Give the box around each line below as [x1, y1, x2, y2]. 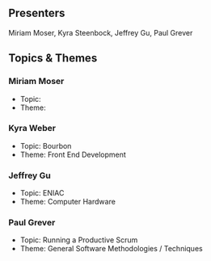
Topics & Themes [8, 52, 98, 65]
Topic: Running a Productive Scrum [19, 235, 138, 245]
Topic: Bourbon [19, 141, 72, 150]
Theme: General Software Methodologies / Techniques [19, 244, 204, 254]
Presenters [8, 6, 65, 20]
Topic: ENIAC [19, 188, 65, 198]
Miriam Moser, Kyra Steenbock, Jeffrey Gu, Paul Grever [8, 27, 193, 37]
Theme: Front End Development [19, 149, 127, 159]
